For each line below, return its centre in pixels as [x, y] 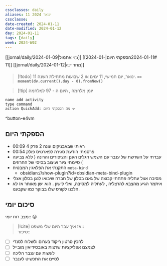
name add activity [24, 100]
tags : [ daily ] [20, 38]
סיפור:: [24, 232]
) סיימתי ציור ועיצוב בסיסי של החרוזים [48, 162]
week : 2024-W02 [21, 43]
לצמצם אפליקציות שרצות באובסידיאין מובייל [54, 247]
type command [19, 104]
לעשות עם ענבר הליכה [34, 253]
